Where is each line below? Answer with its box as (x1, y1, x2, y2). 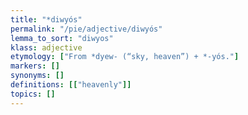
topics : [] (10, 89, 56, 99)
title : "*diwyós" (10, 14, 83, 25)
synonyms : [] (10, 71, 65, 81)
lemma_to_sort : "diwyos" (10, 33, 114, 43)
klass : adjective (10, 42, 83, 53)
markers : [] (10, 61, 60, 71)
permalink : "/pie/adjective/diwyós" (10, 24, 163, 34)
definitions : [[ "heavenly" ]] (10, 80, 132, 90)
